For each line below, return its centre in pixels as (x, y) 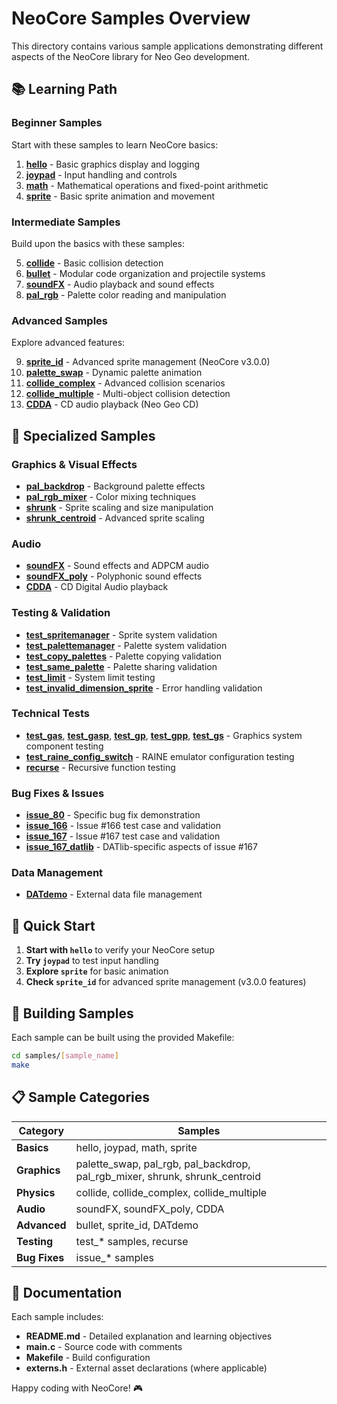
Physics (36, 1192)
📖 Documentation (67, 1292)
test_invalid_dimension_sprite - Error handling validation (144, 688)
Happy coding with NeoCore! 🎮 (77, 1388)
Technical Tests (50, 714)
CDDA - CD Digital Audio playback (97, 587)
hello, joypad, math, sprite (136, 1147)
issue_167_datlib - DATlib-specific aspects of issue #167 (141, 847)
